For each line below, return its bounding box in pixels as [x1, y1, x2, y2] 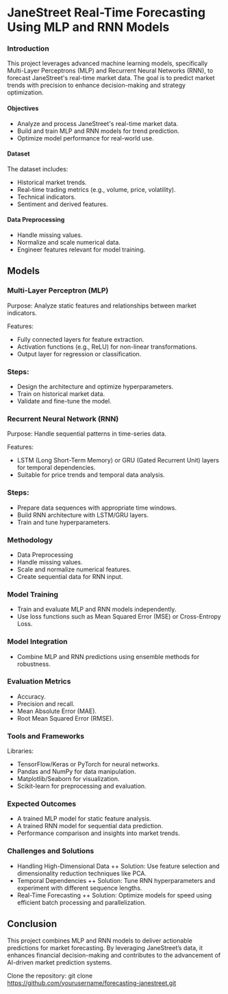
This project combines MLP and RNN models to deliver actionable [7, 936, 193, 945]
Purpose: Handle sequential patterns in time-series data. [7, 430, 166, 438]
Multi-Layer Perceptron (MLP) [7, 286, 109, 295]
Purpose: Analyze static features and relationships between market [7, 301, 197, 310]
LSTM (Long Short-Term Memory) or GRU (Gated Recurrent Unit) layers [16, 456, 219, 464]
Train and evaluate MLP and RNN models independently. [16, 605, 177, 614]
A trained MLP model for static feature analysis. [16, 815, 152, 823]
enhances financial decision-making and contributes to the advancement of [7, 951, 221, 959]
